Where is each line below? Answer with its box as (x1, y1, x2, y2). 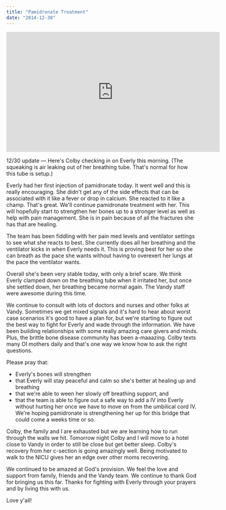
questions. (6, 347, 33, 354)
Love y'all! (6, 497, 32, 504)
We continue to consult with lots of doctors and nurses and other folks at (6, 301, 189, 309)
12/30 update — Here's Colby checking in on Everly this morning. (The (6, 157, 183, 164)
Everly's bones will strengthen (15, 370, 91, 378)
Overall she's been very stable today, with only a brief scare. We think (6, 270, 182, 278)
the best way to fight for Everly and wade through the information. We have (6, 321, 196, 328)
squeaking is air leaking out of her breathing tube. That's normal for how (6, 163, 188, 171)
